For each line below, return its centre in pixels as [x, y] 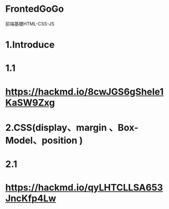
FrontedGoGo [35, 9]
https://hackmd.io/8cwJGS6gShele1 [85, 91]
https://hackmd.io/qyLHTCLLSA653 [84, 188]
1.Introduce [30, 45]
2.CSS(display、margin [56, 127]
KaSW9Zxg [30, 102]
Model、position [41, 140]
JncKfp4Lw [31, 198]
